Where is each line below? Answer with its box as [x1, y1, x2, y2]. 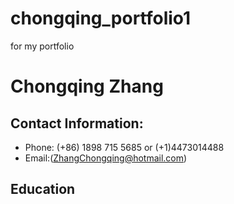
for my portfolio [10, 40, 75, 52]
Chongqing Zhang [10, 75, 164, 98]
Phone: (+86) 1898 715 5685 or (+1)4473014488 [24, 141, 225, 153]
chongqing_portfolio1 [10, 7, 192, 30]
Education [10, 181, 76, 198]
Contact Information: [10, 115, 144, 132]
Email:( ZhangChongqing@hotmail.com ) [24, 152, 188, 164]
